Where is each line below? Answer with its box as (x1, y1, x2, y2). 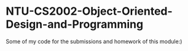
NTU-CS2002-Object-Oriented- (6, 4, 173, 18)
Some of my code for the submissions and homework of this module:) (6, 37, 182, 45)
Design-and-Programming (6, 17, 144, 31)
